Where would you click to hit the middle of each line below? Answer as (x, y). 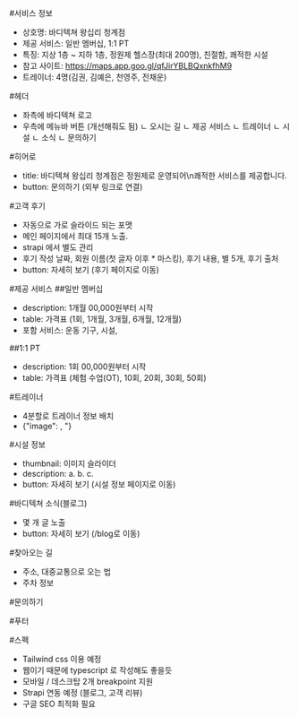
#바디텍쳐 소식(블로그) (48, 503)
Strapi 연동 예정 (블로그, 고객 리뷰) (82, 692)
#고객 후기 (28, 206)
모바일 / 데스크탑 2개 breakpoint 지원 (88, 681)
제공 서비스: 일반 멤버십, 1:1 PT (76, 43)
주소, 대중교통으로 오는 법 (67, 571)
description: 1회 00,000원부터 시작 (84, 367)
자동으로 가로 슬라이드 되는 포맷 (77, 225)
